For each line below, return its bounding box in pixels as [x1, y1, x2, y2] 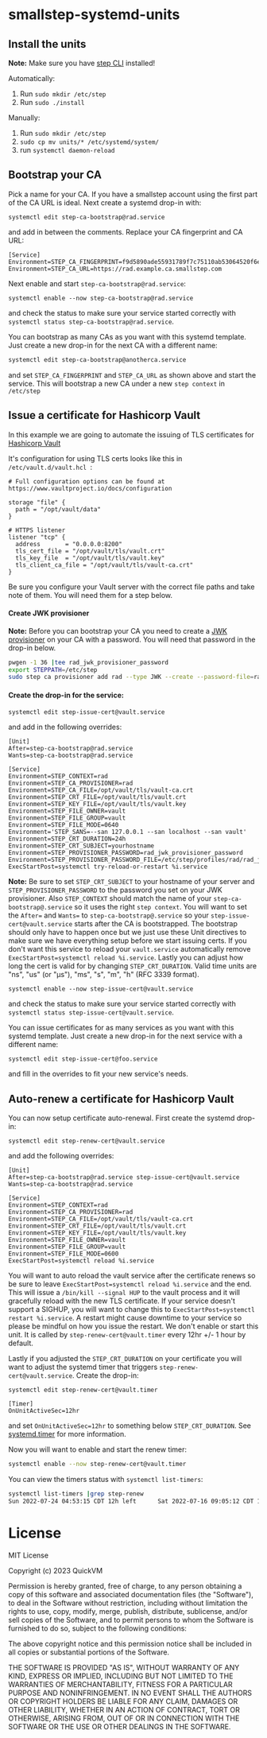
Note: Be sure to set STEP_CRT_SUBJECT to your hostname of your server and [8, 876, 255, 886]
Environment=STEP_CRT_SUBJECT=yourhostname [8, 841, 155, 850]
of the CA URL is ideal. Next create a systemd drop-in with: [8, 197, 202, 208]
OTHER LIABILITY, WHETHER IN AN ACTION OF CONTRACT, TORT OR [8, 1705, 240, 1714]
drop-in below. [8, 642, 56, 653]
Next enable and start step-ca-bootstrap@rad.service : [8, 278, 187, 288]
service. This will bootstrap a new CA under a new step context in [8, 378, 225, 388]
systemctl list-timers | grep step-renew [8, 1490, 145, 1498]
